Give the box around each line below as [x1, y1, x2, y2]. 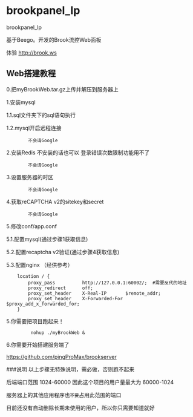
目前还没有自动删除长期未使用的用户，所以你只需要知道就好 [6, 404, 155, 412]
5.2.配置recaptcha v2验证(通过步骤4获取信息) [6, 248, 120, 255]
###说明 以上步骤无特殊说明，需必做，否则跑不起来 [6, 366, 135, 373]
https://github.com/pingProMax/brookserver [6, 353, 117, 360]
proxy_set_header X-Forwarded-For [28, 295, 123, 301]
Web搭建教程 [6, 68, 56, 79]
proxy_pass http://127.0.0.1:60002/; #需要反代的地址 [28, 280, 187, 286]
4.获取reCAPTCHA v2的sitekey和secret [6, 198, 104, 205]
